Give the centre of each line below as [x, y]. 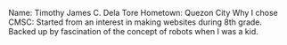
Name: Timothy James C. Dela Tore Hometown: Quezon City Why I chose [143, 13]
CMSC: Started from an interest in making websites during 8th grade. [135, 22]
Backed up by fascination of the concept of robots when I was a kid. [134, 31]
